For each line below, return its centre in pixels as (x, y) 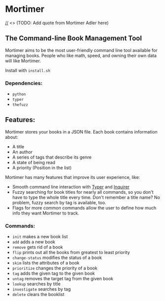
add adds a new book (34, 242)
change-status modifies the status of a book (57, 258)
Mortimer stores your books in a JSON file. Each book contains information (82, 131)
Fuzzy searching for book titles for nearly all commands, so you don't (83, 192)
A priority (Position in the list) (42, 168)
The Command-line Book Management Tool (74, 38)
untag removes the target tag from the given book (63, 279)
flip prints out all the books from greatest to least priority (71, 253)
